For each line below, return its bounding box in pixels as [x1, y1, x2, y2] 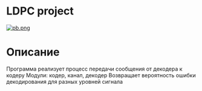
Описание [6, 45, 60, 59]
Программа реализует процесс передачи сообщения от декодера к [6, 65, 183, 72]
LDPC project [6, 4, 74, 18]
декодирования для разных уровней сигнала [6, 78, 123, 85]
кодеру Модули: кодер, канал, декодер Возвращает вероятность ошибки [6, 71, 196, 79]
